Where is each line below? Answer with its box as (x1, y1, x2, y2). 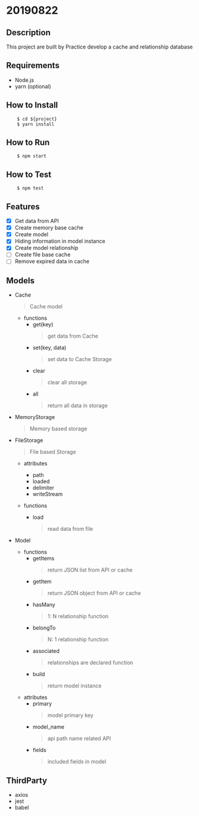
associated (32, 647, 60, 655)
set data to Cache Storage (47, 356, 112, 363)
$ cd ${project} (17, 116, 58, 122)
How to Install (6, 100, 58, 111)
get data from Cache (47, 332, 98, 340)
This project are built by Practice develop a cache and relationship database (6, 43, 193, 50)
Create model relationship (14, 245, 79, 252)
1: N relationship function (47, 613, 109, 620)
